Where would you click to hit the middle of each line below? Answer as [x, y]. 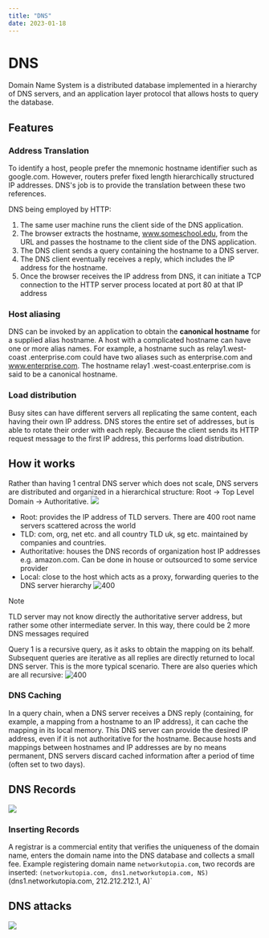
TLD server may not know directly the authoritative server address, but [126, 616]
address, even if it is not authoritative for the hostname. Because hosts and [132, 738]
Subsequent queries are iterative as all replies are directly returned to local [132, 657]
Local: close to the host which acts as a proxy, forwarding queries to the [139, 577]
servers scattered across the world [78, 525]
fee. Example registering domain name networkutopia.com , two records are [132, 864]
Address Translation [49, 150]
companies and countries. [63, 542]
